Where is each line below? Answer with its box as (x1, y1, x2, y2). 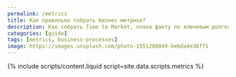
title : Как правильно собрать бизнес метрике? (7, 17, 146, 24)
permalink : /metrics (7, 10, 68, 17)
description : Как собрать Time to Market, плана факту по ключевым (7, 23, 209, 30)
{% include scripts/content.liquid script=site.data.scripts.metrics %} (7, 62, 204, 70)
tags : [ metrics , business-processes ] (7, 36, 118, 43)
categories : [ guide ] (7, 29, 68, 37)
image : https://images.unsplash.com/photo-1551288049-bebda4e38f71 (7, 43, 209, 50)
